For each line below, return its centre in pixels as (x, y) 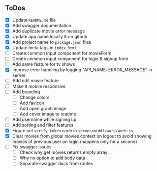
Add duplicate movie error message (48, 31)
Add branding (26, 92)
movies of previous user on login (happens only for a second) (75, 142)
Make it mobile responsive (39, 86)
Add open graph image (43, 108)
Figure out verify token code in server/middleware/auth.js (73, 130)
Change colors (34, 97)
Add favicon (32, 103)
